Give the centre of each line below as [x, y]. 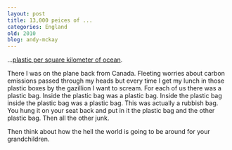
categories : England [38, 27]
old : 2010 [22, 33]
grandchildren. [28, 139]
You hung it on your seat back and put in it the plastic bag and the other [111, 111]
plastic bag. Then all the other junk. [58, 118]
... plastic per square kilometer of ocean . [65, 60]
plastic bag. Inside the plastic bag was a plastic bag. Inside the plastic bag [115, 96]
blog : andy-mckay [33, 40]
